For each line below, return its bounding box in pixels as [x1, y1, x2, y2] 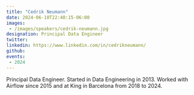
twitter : [6, 37, 28, 43]
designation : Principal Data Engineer [6, 31, 103, 37]
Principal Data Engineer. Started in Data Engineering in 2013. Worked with [6, 76, 188, 83]
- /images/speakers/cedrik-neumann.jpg [8, 25, 109, 32]
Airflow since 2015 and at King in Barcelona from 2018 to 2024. [6, 82, 163, 89]
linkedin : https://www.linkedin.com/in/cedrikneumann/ [6, 43, 147, 49]
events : [6, 54, 26, 60]
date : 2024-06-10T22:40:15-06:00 [6, 14, 90, 20]
